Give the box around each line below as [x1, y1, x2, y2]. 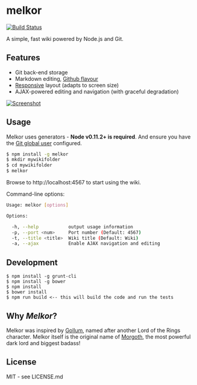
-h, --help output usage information [11, 224, 134, 230]
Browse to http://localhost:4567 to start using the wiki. [6, 179, 142, 186]
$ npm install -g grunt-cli [6, 274, 77, 280]
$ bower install [6, 289, 47, 295]
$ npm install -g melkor [6, 151, 69, 157]
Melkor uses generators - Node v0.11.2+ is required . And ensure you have [6, 133, 191, 140]
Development [6, 257, 58, 268]
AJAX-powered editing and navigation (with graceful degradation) [14, 88, 179, 95]
